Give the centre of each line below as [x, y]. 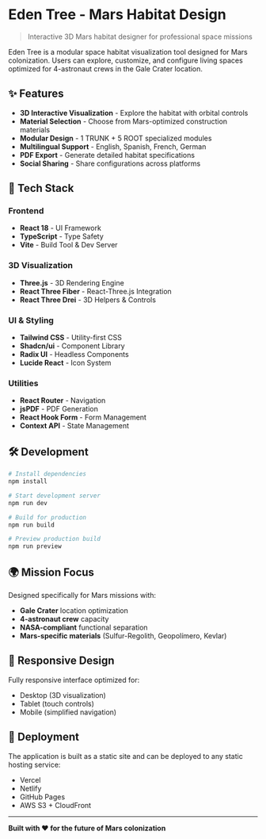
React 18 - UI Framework [60, 228]
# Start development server [55, 496]
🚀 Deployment [44, 737]
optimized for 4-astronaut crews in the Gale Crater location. [106, 68]
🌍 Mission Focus [51, 572]
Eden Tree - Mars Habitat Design [118, 15]
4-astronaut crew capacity [64, 619]
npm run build [32, 525]
